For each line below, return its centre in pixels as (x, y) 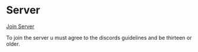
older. (13, 44)
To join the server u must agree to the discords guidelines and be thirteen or (99, 37)
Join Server (20, 26)
